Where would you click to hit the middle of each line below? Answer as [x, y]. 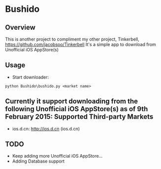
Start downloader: [31, 77]
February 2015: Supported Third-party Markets [79, 117]
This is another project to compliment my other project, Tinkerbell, [72, 39]
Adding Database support [38, 161]
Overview [20, 27]
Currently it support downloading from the [72, 102]
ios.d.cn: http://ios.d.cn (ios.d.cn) [46, 128]
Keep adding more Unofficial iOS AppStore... [57, 156]
